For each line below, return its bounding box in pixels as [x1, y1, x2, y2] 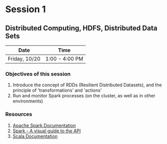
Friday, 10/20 [8, 55, 41, 62]
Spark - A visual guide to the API [12, 128, 81, 134]
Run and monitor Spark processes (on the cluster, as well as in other [12, 93, 156, 99]
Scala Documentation [12, 133, 58, 139]
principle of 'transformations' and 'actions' [12, 87, 102, 93]
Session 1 [5, 4, 46, 15]
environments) [12, 98, 43, 104]
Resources [5, 111, 32, 118]
